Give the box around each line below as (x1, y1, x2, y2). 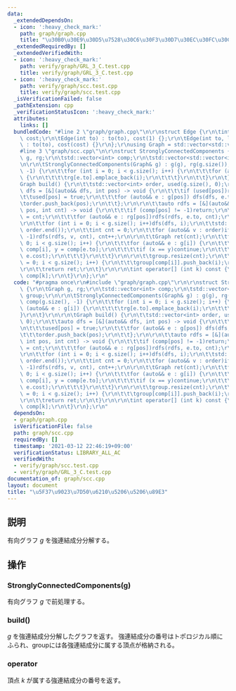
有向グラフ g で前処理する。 (7, 597, 89, 606)
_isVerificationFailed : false (13, 96, 102, 103)
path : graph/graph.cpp (20, 30, 86, 37)
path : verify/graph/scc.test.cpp (20, 82, 118, 89)
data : (7, 10, 23, 18)
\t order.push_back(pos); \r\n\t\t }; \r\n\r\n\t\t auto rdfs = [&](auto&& (20, 200, 231, 208)
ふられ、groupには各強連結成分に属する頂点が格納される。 (7, 641, 179, 649)
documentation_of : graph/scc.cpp (7, 475, 105, 483)
